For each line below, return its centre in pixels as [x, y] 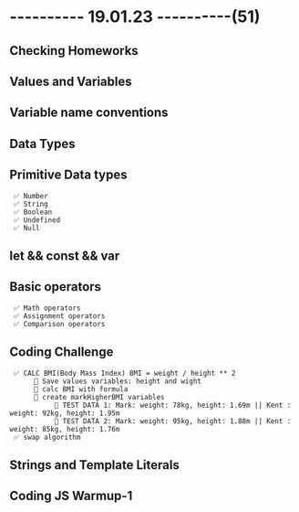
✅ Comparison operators [59, 324]
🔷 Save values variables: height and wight [118, 381]
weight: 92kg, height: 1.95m [65, 413]
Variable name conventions [89, 113]
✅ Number [31, 196]
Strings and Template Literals [94, 465]
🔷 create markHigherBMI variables [99, 397]
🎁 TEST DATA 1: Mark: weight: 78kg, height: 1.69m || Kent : [173, 405]
